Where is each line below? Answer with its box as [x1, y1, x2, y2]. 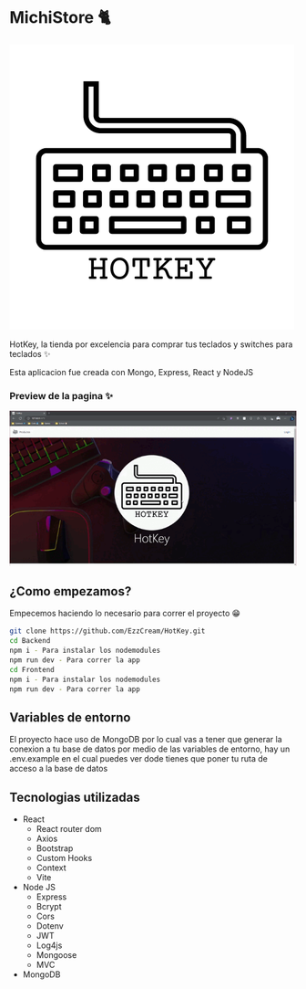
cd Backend [9, 637, 51, 646]
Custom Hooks [36, 853, 93, 864]
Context [36, 862, 66, 873]
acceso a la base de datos [9, 763, 108, 774]
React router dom [36, 824, 102, 835]
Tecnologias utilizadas [9, 789, 140, 805]
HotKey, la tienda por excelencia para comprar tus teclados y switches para [9, 339, 293, 350]
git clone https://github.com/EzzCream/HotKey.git [9, 626, 206, 636]
